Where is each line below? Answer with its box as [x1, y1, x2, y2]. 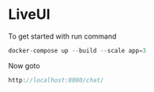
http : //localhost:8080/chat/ [8, 76, 104, 84]
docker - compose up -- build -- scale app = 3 [8, 46, 147, 54]
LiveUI [8, 6, 51, 24]
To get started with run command [8, 31, 117, 41]
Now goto [8, 61, 40, 70]
